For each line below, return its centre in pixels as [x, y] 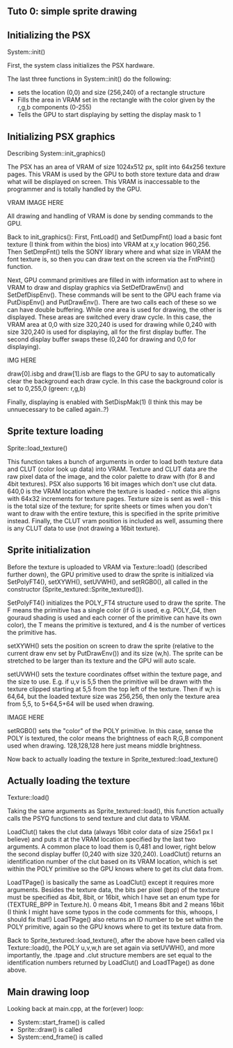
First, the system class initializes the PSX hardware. [81, 65]
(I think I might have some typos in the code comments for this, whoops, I [112, 912]
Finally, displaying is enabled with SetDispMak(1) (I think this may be [105, 402]
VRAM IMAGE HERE [35, 203]
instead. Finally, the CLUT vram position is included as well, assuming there [115, 521]
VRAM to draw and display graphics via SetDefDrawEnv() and [96, 288]
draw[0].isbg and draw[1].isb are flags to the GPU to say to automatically [111, 374]
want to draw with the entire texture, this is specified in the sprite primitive [114, 513]
